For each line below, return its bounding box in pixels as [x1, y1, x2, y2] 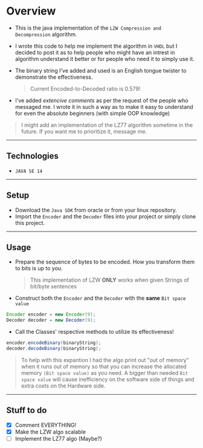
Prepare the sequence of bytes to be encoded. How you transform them [14, 258, 195, 265]
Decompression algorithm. [14, 30, 77, 37]
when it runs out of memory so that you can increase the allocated [21, 363, 187, 370]
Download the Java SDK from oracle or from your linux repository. [14, 206, 177, 213]
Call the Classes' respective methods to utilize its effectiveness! [14, 328, 174, 336]
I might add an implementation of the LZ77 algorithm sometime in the [21, 121, 193, 128]
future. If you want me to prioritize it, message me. [21, 128, 147, 135]
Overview [6, 4, 56, 18]
